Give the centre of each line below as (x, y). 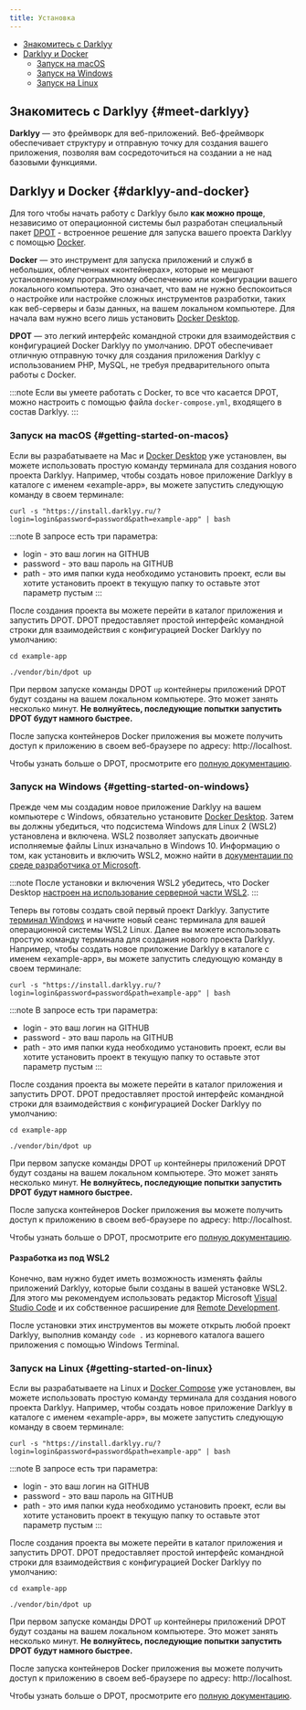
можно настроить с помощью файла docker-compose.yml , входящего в (146, 402)
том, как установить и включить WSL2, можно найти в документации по (152, 855)
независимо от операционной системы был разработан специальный (146, 223)
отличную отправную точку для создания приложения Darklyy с (135, 355)
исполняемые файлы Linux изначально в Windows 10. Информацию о (145, 845)
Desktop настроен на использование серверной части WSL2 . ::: (134, 892)
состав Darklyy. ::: (44, 412)
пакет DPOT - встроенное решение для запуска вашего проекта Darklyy (151, 233)
